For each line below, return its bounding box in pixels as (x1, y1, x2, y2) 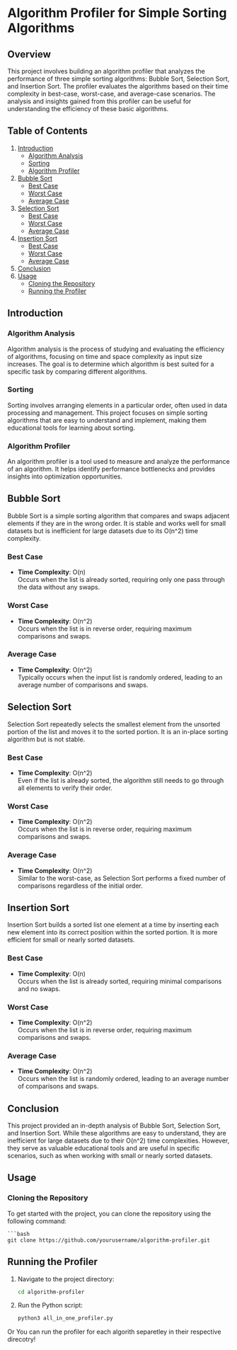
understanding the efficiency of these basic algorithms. (7, 105, 169, 113)
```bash (7, 1230, 30, 1237)
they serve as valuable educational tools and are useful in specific (7, 1144, 200, 1152)
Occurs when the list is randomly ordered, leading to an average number (17, 1075, 229, 1083)
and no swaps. (17, 984, 61, 993)
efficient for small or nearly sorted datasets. (7, 936, 135, 944)
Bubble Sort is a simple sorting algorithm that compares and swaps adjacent (7, 511, 230, 520)
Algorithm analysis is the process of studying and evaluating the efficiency (7, 345, 225, 353)
